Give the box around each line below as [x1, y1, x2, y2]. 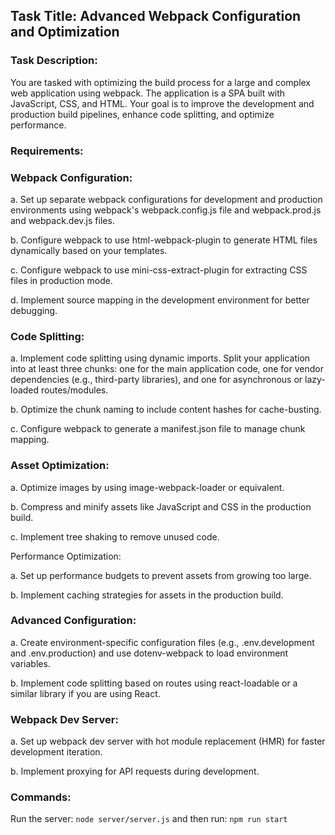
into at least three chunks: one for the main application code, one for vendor [10, 363, 324, 375]
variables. [10, 657, 51, 669]
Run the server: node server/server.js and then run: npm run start [10, 813, 288, 825]
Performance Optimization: [10, 550, 122, 562]
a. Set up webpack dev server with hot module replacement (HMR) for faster [10, 735, 326, 748]
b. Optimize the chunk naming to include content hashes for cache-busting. [10, 404, 322, 416]
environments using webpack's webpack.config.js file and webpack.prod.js [10, 204, 322, 216]
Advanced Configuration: [10, 614, 137, 628]
